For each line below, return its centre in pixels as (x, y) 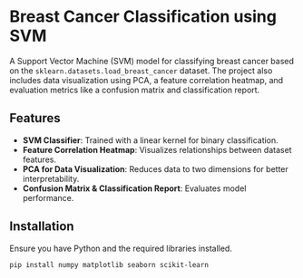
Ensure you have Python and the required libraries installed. (121, 248)
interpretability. (51, 178)
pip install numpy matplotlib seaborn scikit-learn (109, 264)
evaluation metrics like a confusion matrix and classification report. (135, 90)
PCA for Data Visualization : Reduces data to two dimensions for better (155, 168)
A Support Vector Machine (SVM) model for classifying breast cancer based (152, 61)
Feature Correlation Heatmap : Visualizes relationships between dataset (157, 149)
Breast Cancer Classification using (143, 17)
